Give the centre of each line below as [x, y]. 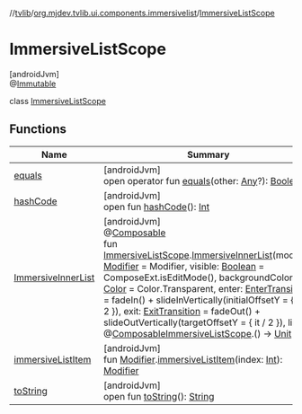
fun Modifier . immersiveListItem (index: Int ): [193, 359]
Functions [38, 129]
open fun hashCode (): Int [156, 207]
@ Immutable [33, 84]
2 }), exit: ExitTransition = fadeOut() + [182, 311]
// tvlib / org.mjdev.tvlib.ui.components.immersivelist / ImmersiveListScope [142, 13]
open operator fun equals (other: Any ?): [186, 181]
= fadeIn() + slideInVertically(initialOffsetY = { [199, 300]
